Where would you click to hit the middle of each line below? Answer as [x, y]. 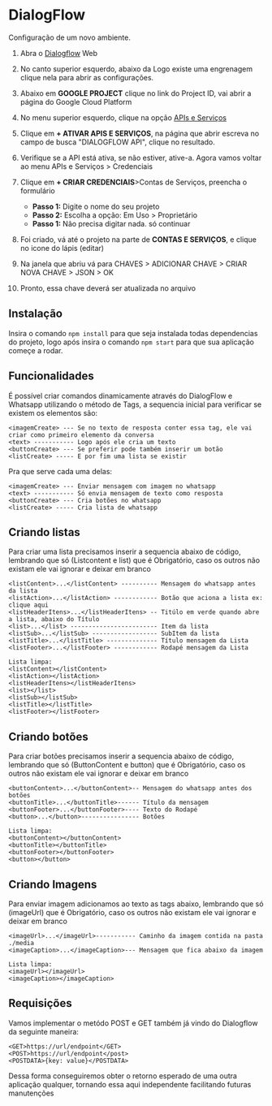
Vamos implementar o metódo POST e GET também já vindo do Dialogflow [133, 1023]
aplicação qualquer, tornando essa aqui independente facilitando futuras [130, 1084]
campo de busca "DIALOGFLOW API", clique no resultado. [117, 142]
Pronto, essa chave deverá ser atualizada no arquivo [108, 288]
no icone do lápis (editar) [62, 248]
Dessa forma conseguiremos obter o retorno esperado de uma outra [123, 1076]
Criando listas [45, 532]
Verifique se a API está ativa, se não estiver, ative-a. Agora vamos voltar [141, 158]
